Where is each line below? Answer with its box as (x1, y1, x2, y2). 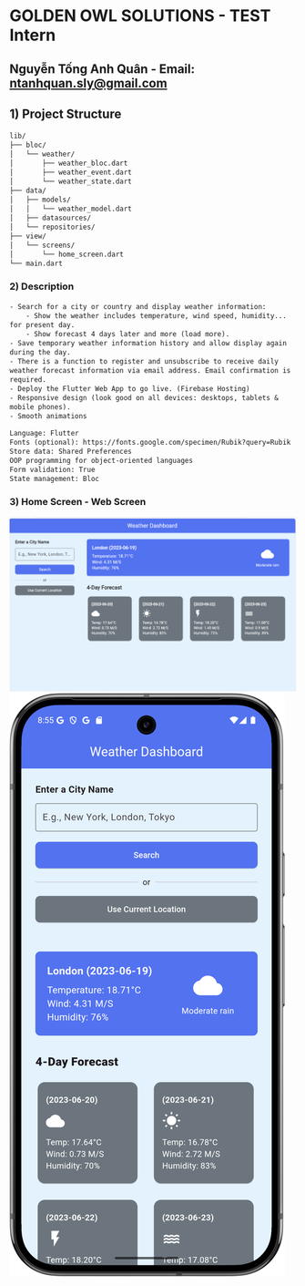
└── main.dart (9, 259, 64, 269)
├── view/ (9, 231, 47, 242)
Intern (9, 25, 56, 46)
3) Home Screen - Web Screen (9, 495, 147, 508)
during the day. (9, 347, 71, 356)
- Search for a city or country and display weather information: (9, 302, 267, 311)
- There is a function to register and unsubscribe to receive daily (9, 356, 280, 365)
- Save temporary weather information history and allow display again (9, 338, 287, 347)
